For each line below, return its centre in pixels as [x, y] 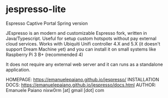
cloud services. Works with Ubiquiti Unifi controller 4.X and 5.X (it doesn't [83, 43]
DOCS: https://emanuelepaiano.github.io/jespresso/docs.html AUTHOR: [81, 85]
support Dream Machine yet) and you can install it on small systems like [81, 49]
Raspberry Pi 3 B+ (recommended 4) [45, 55]
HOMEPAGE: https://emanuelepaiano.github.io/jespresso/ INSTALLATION [82, 79]
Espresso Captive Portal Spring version [47, 23]
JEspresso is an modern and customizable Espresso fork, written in [76, 33]
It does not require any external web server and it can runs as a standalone [85, 64]
